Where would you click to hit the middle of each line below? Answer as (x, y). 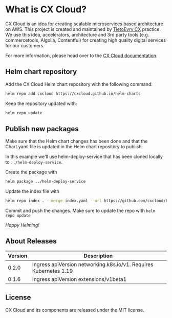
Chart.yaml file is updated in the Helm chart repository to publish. (74, 147)
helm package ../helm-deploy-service (46, 182)
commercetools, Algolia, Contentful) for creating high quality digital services (86, 40)
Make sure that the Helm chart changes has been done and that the (77, 141)
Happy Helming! (23, 225)
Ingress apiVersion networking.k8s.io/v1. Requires (93, 264)
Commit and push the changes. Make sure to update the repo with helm (80, 211)
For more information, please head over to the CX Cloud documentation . (81, 56)
